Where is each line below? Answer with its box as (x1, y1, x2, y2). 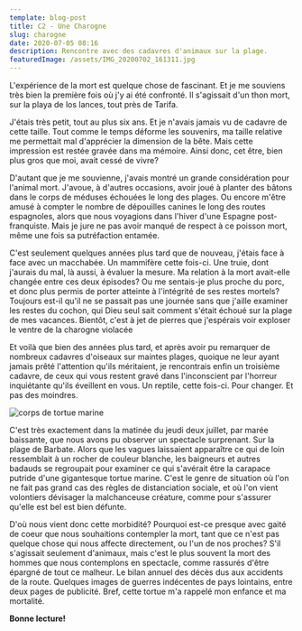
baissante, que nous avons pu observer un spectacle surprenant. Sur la (9, 434, 275, 445)
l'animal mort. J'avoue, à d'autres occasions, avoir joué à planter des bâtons (9, 182, 293, 192)
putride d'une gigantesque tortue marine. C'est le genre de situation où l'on (9, 473, 289, 483)
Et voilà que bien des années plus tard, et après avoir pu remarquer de (9, 342, 270, 352)
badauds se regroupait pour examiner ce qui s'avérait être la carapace (9, 463, 270, 474)
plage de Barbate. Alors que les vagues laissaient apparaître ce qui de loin (9, 444, 285, 454)
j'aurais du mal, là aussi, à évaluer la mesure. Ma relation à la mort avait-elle (9, 267, 290, 277)
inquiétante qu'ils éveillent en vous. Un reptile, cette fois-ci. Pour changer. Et (9, 380, 294, 391)
